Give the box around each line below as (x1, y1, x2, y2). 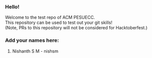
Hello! (5, 3, 20, 10)
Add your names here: (5, 37, 59, 44)
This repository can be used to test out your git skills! (5, 19, 113, 25)
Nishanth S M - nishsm (12, 48, 59, 54)
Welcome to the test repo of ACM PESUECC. (5, 15, 95, 20)
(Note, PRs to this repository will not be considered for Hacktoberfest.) (5, 25, 148, 31)
